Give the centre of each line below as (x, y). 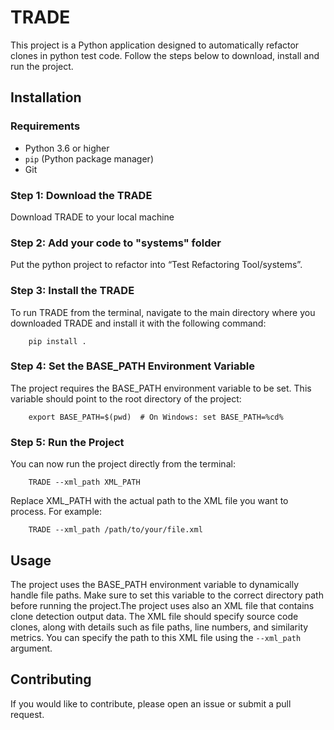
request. (27, 714)
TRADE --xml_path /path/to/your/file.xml (115, 530)
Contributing (51, 679)
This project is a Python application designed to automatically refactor (155, 45)
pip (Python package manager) (89, 158)
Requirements (45, 126)
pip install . (57, 341)
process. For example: (56, 512)
